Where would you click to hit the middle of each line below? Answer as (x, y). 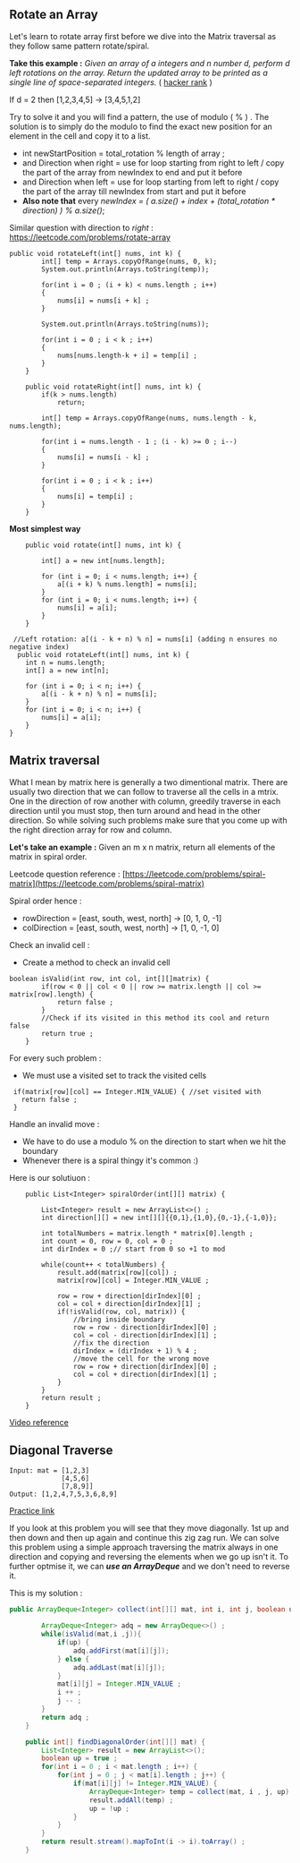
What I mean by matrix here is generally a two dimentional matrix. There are (149, 782)
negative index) (39, 647)
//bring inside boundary (119, 1320)
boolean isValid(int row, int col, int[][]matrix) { (109, 979)
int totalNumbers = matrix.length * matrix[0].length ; (147, 1233)
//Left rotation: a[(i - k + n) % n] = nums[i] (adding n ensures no (145, 639)
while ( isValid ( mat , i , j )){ (92, 1634)
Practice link (32, 1511)
